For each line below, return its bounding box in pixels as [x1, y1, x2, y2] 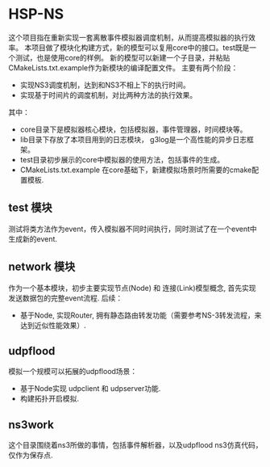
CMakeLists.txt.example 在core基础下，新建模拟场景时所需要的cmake [19, 165, 252, 175]
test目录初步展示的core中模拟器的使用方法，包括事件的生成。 [19, 154, 224, 164]
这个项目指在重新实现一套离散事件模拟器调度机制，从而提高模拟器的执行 [8, 32, 248, 42]
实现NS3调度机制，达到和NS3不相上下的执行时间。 [19, 80, 191, 90]
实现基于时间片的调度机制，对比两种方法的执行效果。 [19, 90, 197, 99]
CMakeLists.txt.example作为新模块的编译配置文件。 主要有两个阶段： [8, 62, 239, 73]
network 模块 [8, 260, 76, 274]
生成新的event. [8, 234, 58, 243]
